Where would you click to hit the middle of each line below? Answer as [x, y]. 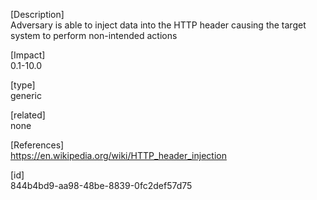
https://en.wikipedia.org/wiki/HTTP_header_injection [118, 155]
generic [26, 95]
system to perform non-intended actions [94, 35]
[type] [23, 85]
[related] [28, 115]
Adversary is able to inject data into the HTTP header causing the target [158, 25]
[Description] [37, 14]
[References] [37, 145]
